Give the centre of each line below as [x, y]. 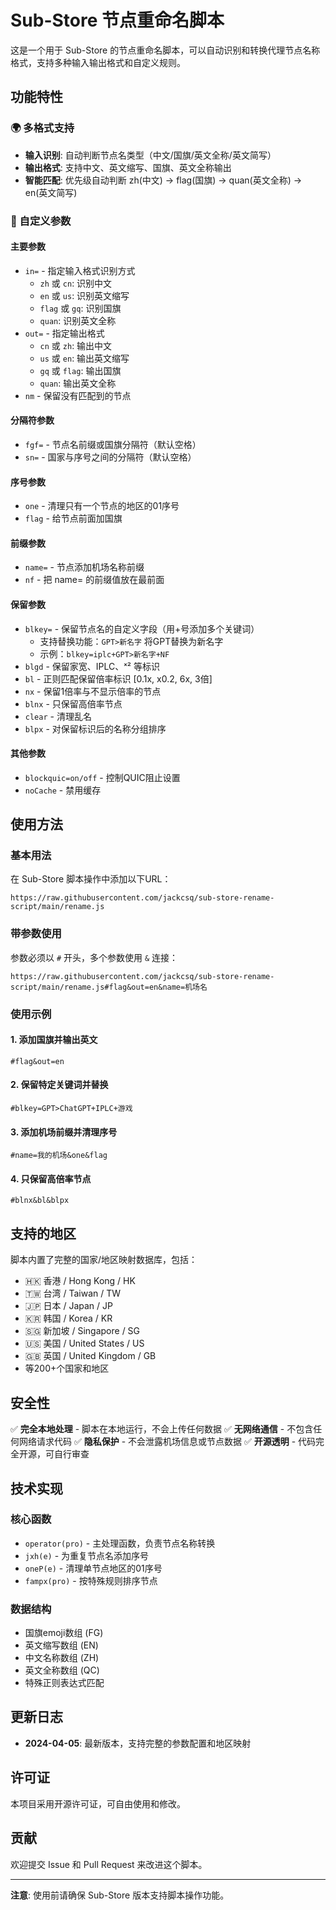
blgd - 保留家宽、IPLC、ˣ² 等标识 [92, 666]
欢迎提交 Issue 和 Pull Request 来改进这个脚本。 [109, 1864]
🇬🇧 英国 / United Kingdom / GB [90, 1356]
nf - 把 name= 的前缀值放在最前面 [94, 580]
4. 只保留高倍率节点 [51, 1178]
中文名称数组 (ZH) [62, 1658]
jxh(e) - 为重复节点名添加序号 [87, 1555]
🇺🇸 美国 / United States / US [84, 1343]
